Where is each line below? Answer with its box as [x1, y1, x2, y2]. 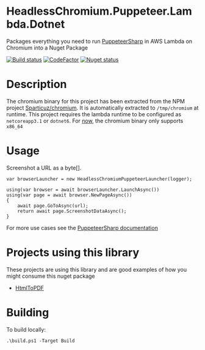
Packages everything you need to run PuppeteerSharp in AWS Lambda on [6, 37, 193, 45]
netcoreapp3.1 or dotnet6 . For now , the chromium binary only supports [6, 117, 184, 124]
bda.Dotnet [6, 17, 65, 31]
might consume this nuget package [6, 272, 95, 280]
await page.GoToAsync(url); [17, 203, 88, 209]
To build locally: [6, 326, 46, 333]
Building [6, 305, 49, 319]
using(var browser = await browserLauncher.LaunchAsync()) [6, 187, 160, 193]
